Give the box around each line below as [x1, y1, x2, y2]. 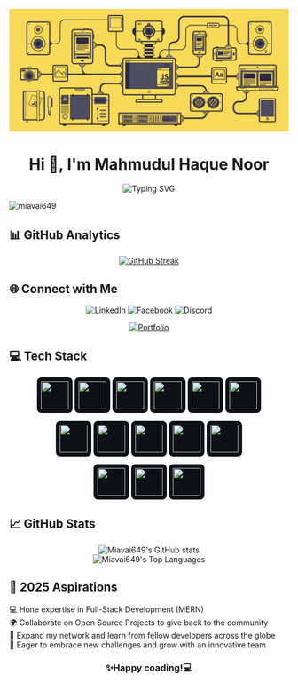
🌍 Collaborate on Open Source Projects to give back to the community [9, 617, 269, 628]
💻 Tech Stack [9, 349, 88, 364]
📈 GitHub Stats [9, 516, 96, 532]
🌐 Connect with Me [9, 281, 118, 297]
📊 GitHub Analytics [9, 227, 121, 242]
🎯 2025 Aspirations [9, 580, 118, 595]
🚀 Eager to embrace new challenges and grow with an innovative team [9, 639, 267, 650]
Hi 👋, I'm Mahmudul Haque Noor [28, 154, 270, 174]
